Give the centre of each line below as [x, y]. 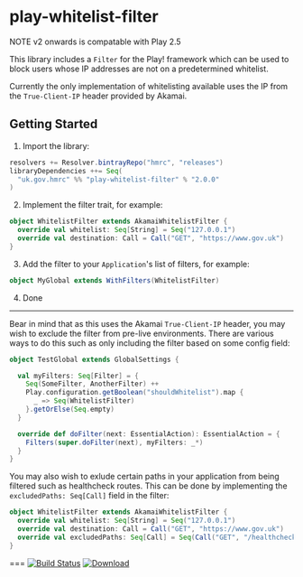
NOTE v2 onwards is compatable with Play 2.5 [96, 42]
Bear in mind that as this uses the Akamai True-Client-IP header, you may [147, 323]
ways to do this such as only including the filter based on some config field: [150, 343]
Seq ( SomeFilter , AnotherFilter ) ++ [92, 384]
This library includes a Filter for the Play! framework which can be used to [149, 59]
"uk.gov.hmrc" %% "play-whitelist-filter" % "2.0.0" [119, 179]
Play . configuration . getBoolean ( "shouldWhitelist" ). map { [135, 393]
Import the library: [56, 145]
